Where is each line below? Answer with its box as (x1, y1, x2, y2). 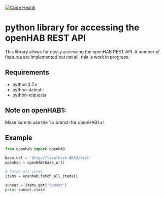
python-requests (12, 92, 47, 98)
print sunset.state (5, 187, 45, 192)
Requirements (5, 68, 49, 77)
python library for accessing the (5, 22, 139, 33)
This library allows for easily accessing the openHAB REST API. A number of (5, 48, 160, 54)
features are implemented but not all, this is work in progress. (5, 54, 130, 60)
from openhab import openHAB (5, 147, 65, 152)
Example (5, 133, 33, 142)
